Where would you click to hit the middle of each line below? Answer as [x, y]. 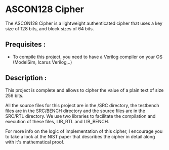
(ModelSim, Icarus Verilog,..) [42, 62]
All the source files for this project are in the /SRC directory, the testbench [82, 105]
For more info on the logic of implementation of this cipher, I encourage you [84, 131]
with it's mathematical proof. [35, 142]
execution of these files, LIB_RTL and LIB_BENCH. [57, 121]
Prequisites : [26, 45]
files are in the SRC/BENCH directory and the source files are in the [75, 111]
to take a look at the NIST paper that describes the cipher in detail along [80, 136]
